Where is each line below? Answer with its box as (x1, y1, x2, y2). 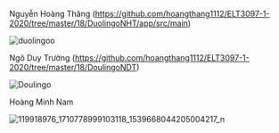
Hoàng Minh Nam (9, 96, 74, 107)
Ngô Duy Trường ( (9, 53, 76, 62)
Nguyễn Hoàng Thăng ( (9, 9, 96, 19)
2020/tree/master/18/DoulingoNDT (9, 62, 137, 72)
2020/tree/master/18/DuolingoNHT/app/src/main (9, 18, 189, 29)
